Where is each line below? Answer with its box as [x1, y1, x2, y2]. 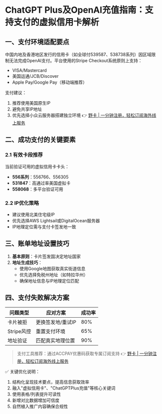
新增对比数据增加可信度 [12, 397, 60, 403]
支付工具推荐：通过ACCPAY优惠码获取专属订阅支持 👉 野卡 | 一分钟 [17, 350, 153, 356]
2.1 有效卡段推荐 [5, 152, 43, 158]
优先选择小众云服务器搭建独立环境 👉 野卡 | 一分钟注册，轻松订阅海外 [12, 112, 152, 118]
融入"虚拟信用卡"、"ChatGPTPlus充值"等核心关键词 [12, 385, 116, 391]
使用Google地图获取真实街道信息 [19, 265, 85, 271]
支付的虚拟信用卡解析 [14, 17, 100, 28]
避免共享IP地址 [12, 106, 42, 112]
